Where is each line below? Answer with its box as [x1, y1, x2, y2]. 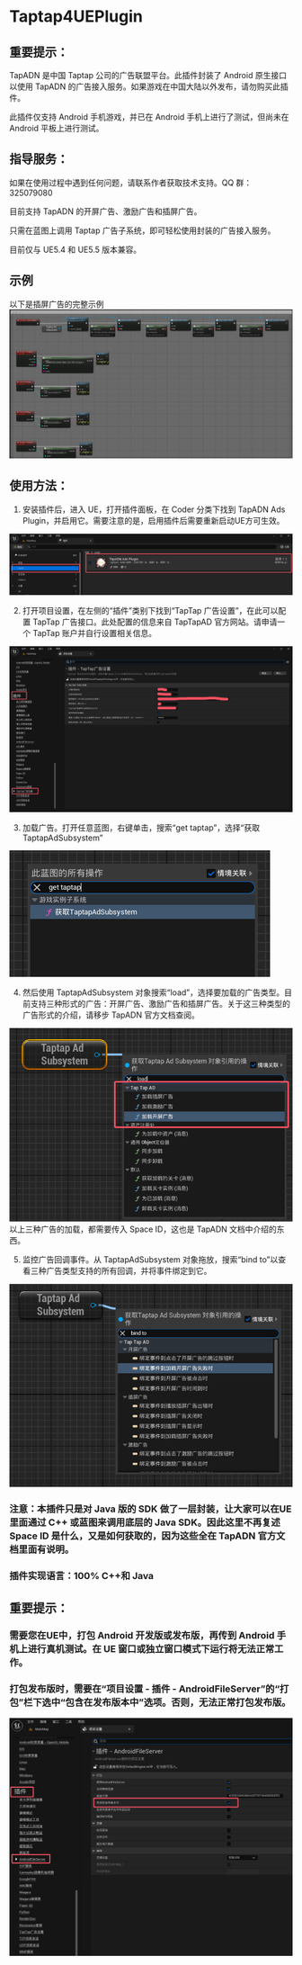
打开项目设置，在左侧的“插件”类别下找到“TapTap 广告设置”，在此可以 [22, 606, 279, 616]
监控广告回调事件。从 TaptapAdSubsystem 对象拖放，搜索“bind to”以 [22, 1254, 279, 1265]
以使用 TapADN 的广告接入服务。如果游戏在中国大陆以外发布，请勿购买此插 [9, 81, 289, 92]
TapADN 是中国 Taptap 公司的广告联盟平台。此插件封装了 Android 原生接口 [9, 70, 288, 80]
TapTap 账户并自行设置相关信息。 [32, 628, 157, 639]
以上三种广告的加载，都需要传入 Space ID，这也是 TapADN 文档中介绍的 [9, 1224, 277, 1234]
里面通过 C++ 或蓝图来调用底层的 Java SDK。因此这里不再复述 [9, 1516, 280, 1529]
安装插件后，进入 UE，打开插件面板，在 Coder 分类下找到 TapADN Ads [22, 504, 286, 515]
